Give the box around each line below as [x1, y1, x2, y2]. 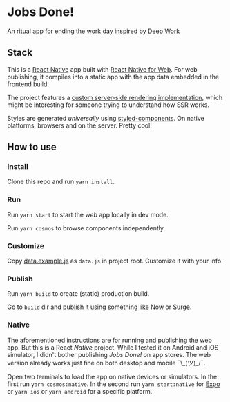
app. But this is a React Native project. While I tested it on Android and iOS [7, 343, 219, 352]
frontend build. [7, 80, 50, 88]
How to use [7, 141, 57, 153]
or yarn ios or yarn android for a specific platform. [7, 387, 153, 395]
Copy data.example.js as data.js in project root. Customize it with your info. [7, 257, 223, 265]
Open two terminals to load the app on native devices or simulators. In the [7, 372, 218, 381]
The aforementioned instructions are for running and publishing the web [7, 336, 213, 344]
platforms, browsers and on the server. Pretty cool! [7, 121, 152, 130]
